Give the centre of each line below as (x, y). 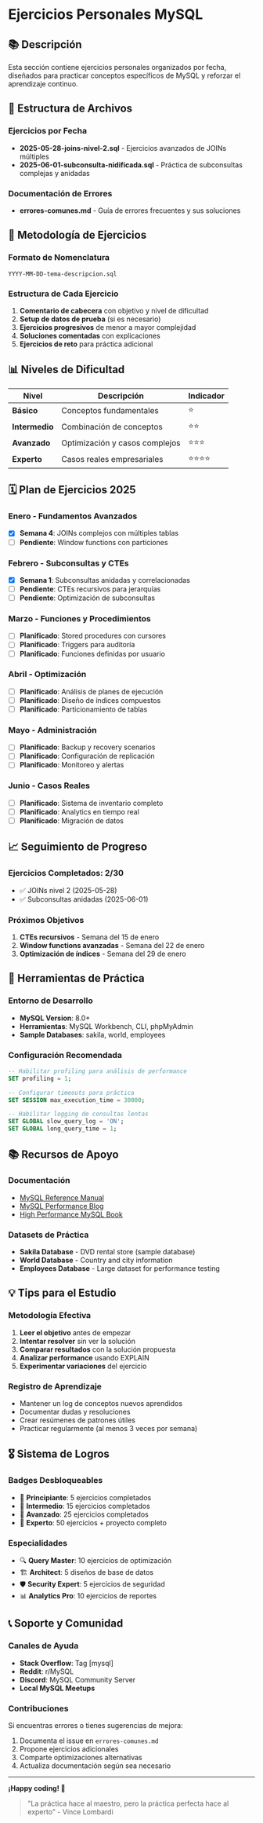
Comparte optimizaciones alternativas (81, 1758)
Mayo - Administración (52, 730)
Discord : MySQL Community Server (77, 1679)
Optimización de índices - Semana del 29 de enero (103, 954)
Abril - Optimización (47, 675)
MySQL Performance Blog (61, 1206)
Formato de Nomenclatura (59, 258)
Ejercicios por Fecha (48, 131)
